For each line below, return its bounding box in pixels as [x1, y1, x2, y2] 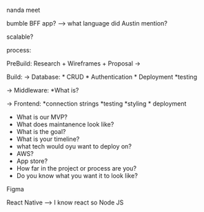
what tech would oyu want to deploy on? [16, 142, 132, 151]
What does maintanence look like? [16, 120, 114, 128]
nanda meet [6, 6, 41, 14]
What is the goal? [16, 128, 66, 135]
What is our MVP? [16, 113, 68, 121]
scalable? [6, 32, 34, 41]
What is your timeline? [16, 135, 80, 143]
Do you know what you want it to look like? [16, 172, 139, 180]
